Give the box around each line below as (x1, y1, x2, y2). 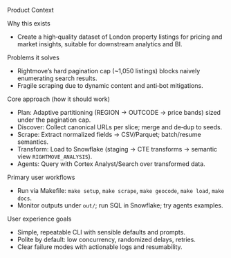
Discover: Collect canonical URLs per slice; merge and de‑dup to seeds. (17, 123, 223, 131)
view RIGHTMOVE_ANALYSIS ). (17, 152, 93, 160)
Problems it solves (7, 53, 60, 62)
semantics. (17, 138, 49, 146)
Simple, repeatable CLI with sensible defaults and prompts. (17, 228, 185, 236)
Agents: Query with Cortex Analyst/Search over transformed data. (17, 160, 205, 168)
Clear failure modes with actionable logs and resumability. (17, 243, 183, 251)
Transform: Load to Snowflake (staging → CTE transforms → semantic (17, 145, 218, 153)
